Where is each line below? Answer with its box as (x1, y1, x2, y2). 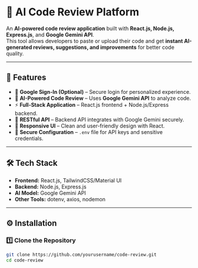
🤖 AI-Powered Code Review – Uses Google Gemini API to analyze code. (14, 94, 192, 102)
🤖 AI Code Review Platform (6, 5, 140, 19)
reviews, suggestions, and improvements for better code (33, 44, 175, 51)
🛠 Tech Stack (6, 158, 58, 168)
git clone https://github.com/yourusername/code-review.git (6, 252, 157, 258)
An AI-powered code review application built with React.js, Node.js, (6, 25, 175, 32)
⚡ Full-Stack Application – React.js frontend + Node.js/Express (14, 101, 169, 108)
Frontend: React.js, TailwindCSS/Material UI (14, 177, 122, 184)
